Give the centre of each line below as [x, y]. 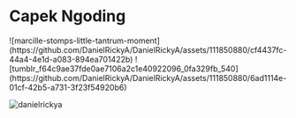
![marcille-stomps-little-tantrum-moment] [85, 41]
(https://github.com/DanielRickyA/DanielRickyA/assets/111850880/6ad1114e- [148, 77]
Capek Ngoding [68, 16]
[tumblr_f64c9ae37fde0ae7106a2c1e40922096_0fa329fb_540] [124, 69]
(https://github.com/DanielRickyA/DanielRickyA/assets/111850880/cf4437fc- [148, 49]
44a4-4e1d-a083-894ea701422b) [71, 59]
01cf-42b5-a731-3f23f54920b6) [68, 87]
